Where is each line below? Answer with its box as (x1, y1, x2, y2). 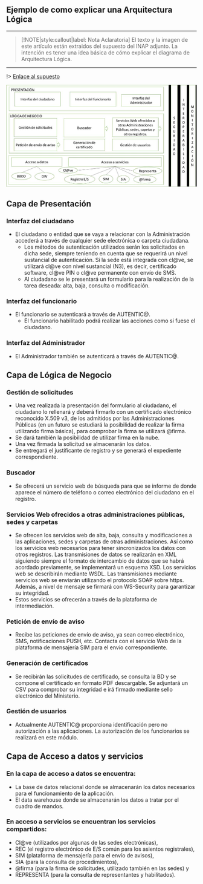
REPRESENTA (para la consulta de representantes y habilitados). (14, 871, 176, 878)
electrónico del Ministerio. (14, 692, 80, 699)
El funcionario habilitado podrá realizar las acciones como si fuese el (24, 317, 196, 324)
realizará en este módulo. (14, 733, 79, 741)
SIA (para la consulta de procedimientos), (14, 858, 119, 865)
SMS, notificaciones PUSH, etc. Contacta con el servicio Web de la (14, 638, 182, 645)
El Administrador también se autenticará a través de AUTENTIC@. (14, 352, 179, 359)
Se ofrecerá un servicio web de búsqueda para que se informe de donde (14, 482, 196, 489)
